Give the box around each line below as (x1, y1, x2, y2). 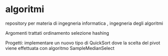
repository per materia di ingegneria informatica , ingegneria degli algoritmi (5, 20, 163, 26)
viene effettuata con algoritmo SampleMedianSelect (5, 45, 115, 51)
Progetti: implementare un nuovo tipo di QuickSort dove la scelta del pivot (5, 39, 160, 46)
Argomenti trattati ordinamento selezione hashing (5, 30, 109, 36)
